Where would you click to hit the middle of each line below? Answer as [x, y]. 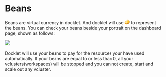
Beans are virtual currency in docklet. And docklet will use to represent [81, 22]
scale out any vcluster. [28, 69]
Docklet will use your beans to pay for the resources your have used [75, 53]
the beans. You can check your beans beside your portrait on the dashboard [83, 28]
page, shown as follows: [30, 33]
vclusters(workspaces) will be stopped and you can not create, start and [79, 64]
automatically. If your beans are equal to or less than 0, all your [69, 58]
